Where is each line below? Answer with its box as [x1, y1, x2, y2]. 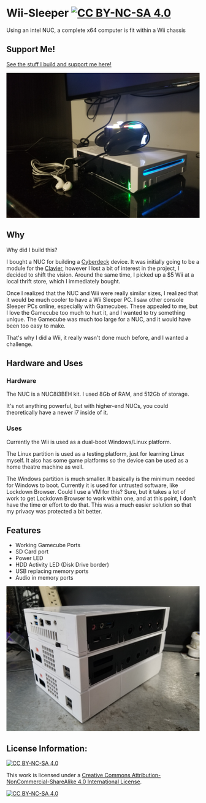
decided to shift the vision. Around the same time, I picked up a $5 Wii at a [6, 271, 194, 279]
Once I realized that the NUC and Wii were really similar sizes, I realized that [6, 289, 198, 297]
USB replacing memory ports [15, 567, 89, 575]
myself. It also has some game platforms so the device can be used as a [6, 456, 189, 464]
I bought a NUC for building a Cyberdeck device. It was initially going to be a [6, 258, 200, 265]
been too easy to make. [6, 322, 66, 329]
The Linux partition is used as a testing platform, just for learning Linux [6, 450, 185, 457]
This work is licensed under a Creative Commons [6, 772, 131, 779]
